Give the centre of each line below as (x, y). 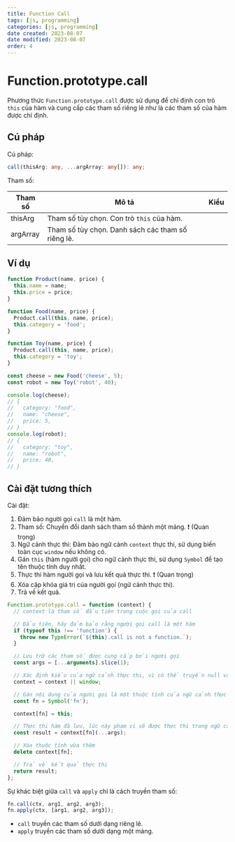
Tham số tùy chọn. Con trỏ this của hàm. (115, 218)
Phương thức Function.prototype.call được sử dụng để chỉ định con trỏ (111, 100)
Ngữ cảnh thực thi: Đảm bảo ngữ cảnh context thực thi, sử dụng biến (116, 544)
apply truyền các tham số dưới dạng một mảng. (85, 831)
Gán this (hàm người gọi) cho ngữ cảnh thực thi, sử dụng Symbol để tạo (120, 559)
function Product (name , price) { (56, 279)
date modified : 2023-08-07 (47, 40)
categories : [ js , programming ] (53, 27)
